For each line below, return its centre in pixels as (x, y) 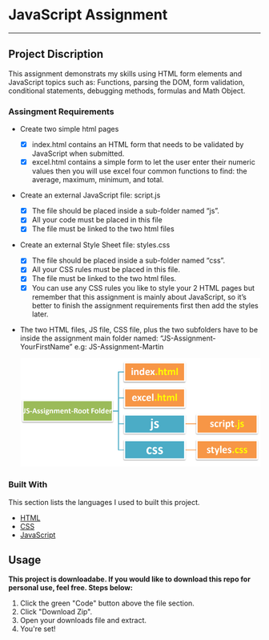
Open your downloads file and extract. (83, 621)
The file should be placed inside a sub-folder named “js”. (126, 211)
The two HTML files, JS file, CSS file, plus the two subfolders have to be (139, 329)
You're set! (38, 629)
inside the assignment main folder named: (89, 338)
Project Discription (56, 54)
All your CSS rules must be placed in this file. (106, 270)
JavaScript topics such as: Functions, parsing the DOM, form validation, (126, 82)
